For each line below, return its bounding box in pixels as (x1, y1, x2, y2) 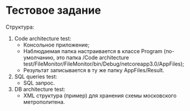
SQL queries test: (14, 73, 58, 80)
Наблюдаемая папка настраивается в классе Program (23, 47, 163, 54)
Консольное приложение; (23, 41, 90, 48)
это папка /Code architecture (56, 54, 129, 61)
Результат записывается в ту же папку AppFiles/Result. (23, 66, 165, 73)
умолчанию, (23, 54, 55, 61)
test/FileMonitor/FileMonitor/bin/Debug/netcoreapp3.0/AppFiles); (23, 60, 185, 67)
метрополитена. (23, 98, 65, 105)
